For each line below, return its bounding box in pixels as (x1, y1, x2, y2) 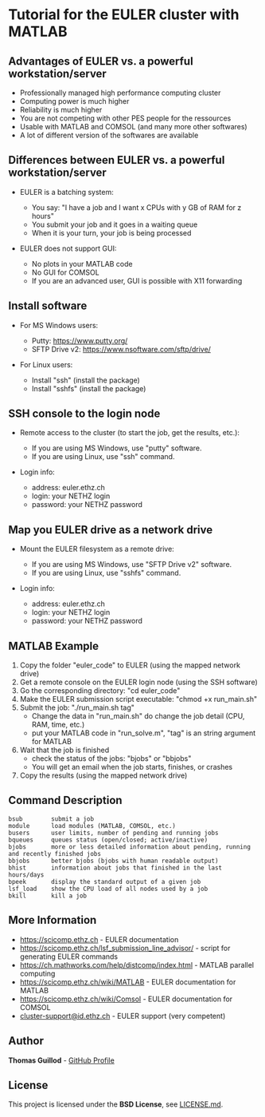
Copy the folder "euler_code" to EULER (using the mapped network (19, 660, 241, 670)
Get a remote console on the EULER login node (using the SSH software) (19, 677, 259, 687)
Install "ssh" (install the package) (31, 375, 141, 385)
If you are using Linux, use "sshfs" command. (31, 568, 181, 578)
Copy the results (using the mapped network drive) (19, 770, 188, 780)
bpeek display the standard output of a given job (8, 877, 201, 885)
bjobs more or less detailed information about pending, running (8, 842, 251, 851)
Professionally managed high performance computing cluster (19, 88, 221, 97)
